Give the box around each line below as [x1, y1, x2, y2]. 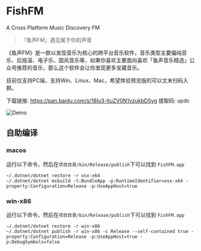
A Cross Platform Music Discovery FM [6, 24, 100, 31]
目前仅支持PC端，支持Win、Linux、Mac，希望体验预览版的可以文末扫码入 [6, 77, 188, 84]
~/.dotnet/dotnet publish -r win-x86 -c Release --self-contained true [6, 228, 188, 234]
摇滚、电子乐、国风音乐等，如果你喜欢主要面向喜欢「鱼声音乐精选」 [22, 56, 190, 63]
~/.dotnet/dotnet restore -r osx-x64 [6, 173, 100, 179]
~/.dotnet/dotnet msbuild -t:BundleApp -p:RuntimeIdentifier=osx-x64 [6, 178, 184, 184]
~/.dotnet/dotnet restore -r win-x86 [6, 223, 100, 229]
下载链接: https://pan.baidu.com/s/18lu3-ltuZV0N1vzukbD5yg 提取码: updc [6, 97, 190, 104]
